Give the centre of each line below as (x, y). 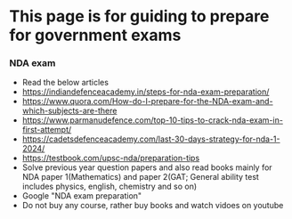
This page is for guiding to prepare (139, 16)
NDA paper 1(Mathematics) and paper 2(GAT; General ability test (141, 177)
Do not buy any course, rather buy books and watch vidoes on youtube (153, 206)
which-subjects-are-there (69, 111)
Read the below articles (65, 83)
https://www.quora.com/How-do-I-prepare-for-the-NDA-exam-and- (147, 101)
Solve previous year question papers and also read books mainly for (147, 167)
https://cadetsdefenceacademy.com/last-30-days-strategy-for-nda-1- (151, 139)
